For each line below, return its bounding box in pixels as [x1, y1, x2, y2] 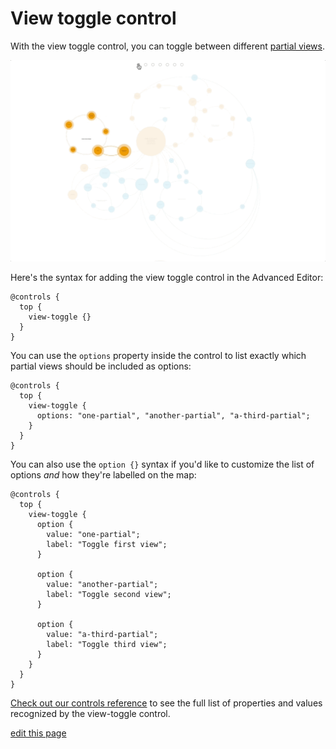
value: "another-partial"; [46, 580, 159, 590]
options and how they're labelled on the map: [10, 469, 197, 481]
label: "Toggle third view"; [46, 640, 168, 650]
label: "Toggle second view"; [46, 590, 172, 600]
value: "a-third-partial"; [46, 630, 159, 640]
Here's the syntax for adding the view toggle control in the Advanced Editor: [10, 272, 324, 284]
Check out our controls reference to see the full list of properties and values [10, 697, 323, 709]
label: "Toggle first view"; [46, 540, 168, 550]
